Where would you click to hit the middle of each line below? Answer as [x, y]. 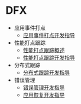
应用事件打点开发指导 [49, 35]
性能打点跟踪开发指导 [49, 57]
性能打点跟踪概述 [44, 50]
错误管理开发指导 [44, 87]
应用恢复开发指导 [44, 95]
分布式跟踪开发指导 [46, 72]
